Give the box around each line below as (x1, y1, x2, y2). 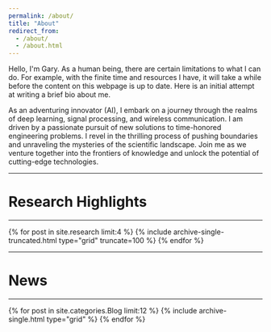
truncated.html (8, 236, 58, 246)
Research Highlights (8, 193, 148, 211)
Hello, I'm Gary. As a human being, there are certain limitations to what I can (8, 64, 261, 74)
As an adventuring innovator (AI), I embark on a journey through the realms (8, 106, 258, 116)
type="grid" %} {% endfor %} (46, 314, 146, 324)
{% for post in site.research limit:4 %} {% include (8, 227, 172, 237)
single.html (8, 314, 45, 324)
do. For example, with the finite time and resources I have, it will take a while (8, 73, 262, 82)
